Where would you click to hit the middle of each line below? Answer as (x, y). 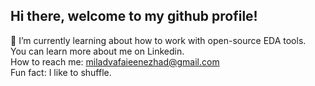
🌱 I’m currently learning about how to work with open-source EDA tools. (158, 40)
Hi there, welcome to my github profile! (134, 16)
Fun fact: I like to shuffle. (61, 72)
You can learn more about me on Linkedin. (97, 51)
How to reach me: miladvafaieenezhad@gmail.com (115, 61)
